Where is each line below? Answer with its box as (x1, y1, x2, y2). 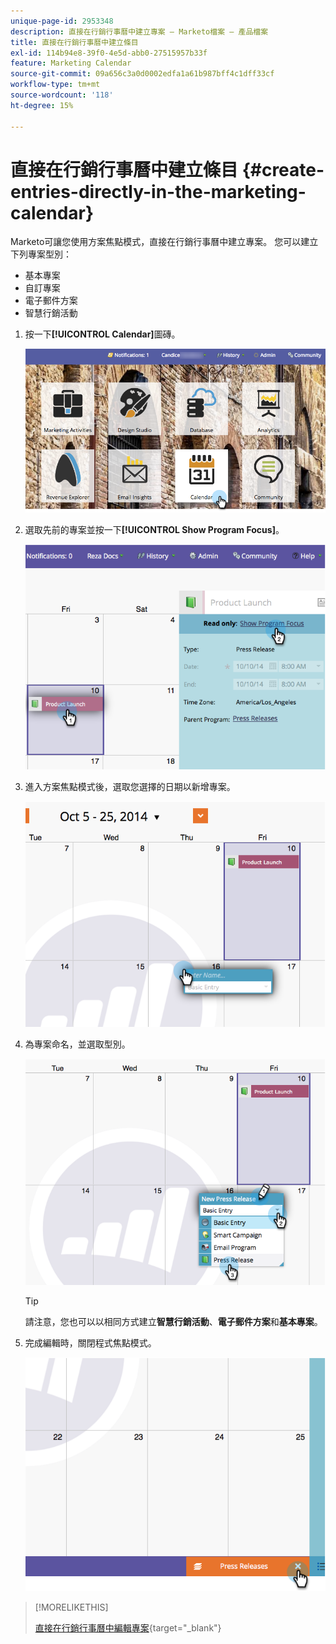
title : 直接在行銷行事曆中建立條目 (10, 37, 139, 47)
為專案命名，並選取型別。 (24, 1038, 131, 1050)
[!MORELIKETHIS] (34, 1601, 109, 1613)
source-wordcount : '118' (10, 90, 114, 100)
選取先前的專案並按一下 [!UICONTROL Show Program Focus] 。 (24, 523, 285, 535)
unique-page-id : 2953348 (10, 16, 114, 26)
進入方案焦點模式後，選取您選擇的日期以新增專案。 (24, 781, 236, 793)
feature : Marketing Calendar (10, 58, 132, 69)
